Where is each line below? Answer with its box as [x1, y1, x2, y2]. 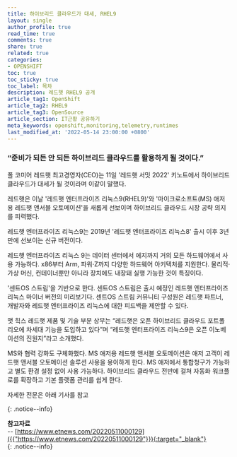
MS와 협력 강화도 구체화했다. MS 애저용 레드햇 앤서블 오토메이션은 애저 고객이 [7, 349, 223, 357]
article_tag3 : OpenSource [7, 109, 83, 116]
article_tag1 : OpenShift [7, 96, 81, 103]
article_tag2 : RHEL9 [7, 102, 69, 109]
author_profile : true [7, 23, 71, 30]
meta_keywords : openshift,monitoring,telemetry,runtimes [7, 121, 179, 129]
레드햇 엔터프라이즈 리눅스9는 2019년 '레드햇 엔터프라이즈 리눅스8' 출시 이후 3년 [7, 227, 229, 235]
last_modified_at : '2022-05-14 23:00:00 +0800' [7, 129, 151, 136]
